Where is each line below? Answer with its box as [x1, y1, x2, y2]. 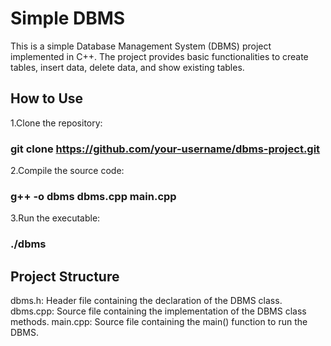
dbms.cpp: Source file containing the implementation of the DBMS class [10, 305, 307, 317]
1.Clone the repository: [10, 117, 103, 129]
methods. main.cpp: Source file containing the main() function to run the [10, 316, 308, 328]
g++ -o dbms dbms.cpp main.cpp [10, 189, 177, 203]
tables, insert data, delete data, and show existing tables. [10, 61, 245, 73]
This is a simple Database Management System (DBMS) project [10, 40, 272, 52]
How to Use [10, 90, 84, 107]
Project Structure [10, 268, 120, 285]
